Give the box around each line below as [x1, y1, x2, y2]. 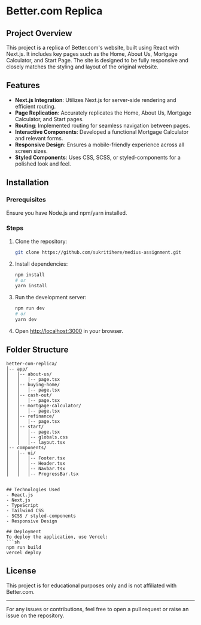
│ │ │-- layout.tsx [6, 439, 66, 445]
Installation [6, 178, 49, 188]
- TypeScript [6, 502, 39, 508]
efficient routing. [14, 103, 56, 110]
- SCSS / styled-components [6, 513, 77, 519]
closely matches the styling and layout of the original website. [6, 63, 159, 70]
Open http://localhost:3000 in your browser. [14, 327, 124, 334]
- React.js [6, 492, 33, 498]
